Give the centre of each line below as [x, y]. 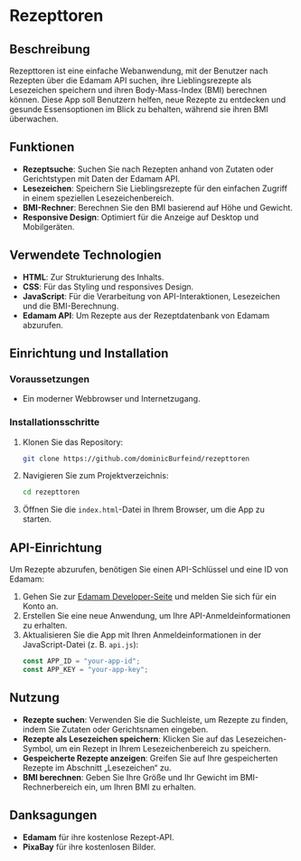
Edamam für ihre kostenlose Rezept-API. [98, 837]
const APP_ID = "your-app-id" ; [81, 661]
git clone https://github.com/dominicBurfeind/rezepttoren [136, 459]
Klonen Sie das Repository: [73, 442]
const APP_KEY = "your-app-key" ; [85, 670]
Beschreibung [50, 49]
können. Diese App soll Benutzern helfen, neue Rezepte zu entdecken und [148, 99]
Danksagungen [53, 815]
